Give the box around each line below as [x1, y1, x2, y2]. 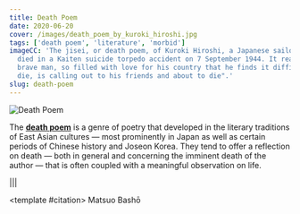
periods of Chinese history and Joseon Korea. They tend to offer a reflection [9, 141, 290, 151]
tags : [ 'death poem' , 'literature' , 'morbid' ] [9, 38, 186, 47]
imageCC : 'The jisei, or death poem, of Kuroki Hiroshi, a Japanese [9, 47, 270, 56]
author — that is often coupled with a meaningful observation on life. [9, 159, 262, 170]
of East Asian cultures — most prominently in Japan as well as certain [9, 131, 266, 141]
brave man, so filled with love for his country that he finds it [17, 64, 270, 73]
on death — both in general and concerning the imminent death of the [9, 150, 267, 161]
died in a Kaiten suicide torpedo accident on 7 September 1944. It [17, 55, 278, 64]
